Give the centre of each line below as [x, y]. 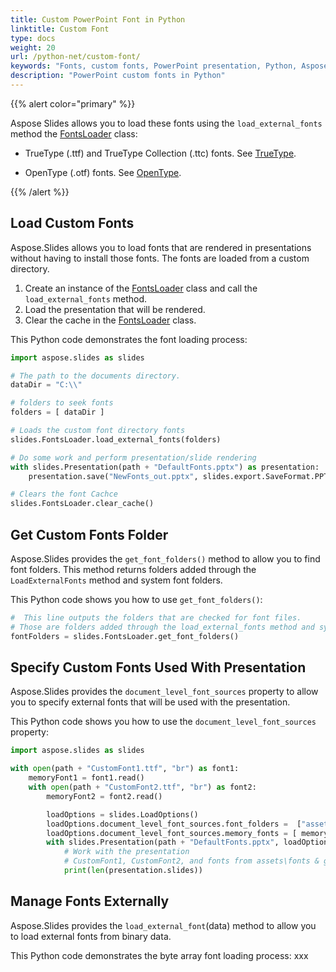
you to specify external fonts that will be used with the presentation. [150, 702]
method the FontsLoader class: [74, 133]
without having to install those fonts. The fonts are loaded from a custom [160, 258]
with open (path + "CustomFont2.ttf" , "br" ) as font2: [142, 787]
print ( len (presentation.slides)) [133, 871]
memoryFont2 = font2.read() [104, 796]
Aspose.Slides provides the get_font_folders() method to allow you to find [165, 559]
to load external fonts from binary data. [91, 936]
